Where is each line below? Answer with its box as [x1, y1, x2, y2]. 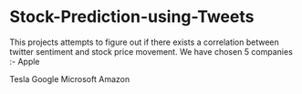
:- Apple [9, 56, 40, 67]
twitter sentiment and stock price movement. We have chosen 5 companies [9, 46, 294, 57]
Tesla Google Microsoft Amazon [9, 73, 130, 84]
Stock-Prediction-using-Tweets [9, 6, 255, 27]
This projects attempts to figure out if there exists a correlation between [9, 37, 280, 47]
